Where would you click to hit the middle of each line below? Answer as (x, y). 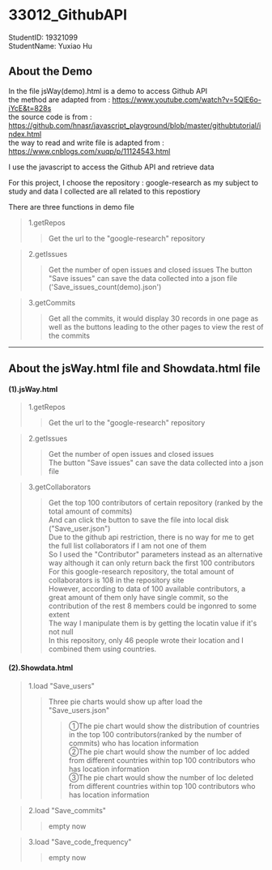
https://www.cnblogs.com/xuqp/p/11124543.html (89, 151)
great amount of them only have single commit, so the (138, 598)
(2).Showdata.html (41, 667)
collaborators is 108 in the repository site (116, 580)
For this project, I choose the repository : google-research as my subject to (134, 182)
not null (61, 632)
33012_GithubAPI (68, 15)
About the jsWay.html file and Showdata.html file (134, 369)
